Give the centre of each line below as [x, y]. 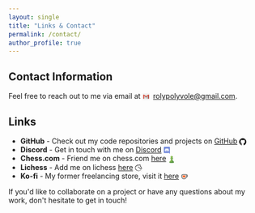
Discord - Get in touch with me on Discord [91, 150]
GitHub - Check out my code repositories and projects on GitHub [129, 141]
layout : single [34, 17]
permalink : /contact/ [45, 34]
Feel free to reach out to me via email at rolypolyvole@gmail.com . [123, 96]
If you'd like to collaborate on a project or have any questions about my [127, 191]
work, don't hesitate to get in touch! [68, 200]
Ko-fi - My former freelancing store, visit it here [100, 176]
